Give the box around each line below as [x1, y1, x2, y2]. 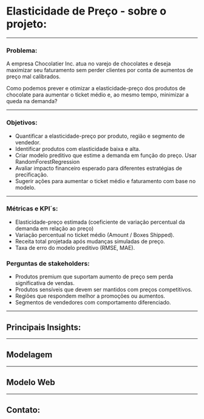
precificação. [15, 171, 49, 178]
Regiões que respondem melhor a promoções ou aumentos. [15, 292, 166, 300]
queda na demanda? [6, 98, 58, 105]
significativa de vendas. [15, 280, 75, 287]
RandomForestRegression [15, 158, 80, 165]
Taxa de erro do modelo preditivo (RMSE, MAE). [15, 244, 135, 251]
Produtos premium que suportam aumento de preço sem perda [15, 273, 174, 280]
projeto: [6, 17, 47, 31]
